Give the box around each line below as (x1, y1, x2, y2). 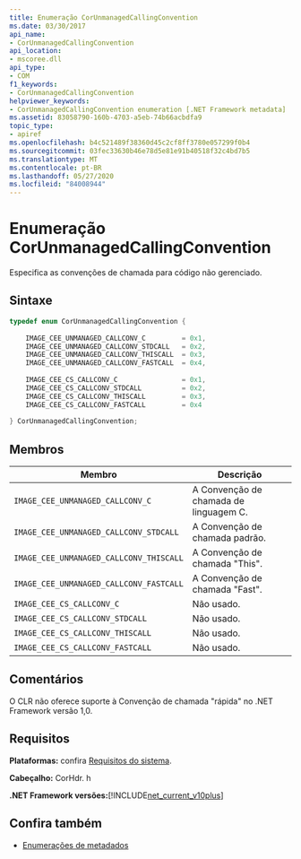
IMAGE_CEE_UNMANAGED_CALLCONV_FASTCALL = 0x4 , (25, 359, 206, 368)
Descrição (217, 468, 262, 481)
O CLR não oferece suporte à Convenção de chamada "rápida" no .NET (9, 696, 273, 707)
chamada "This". (192, 558, 262, 570)
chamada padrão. (192, 532, 267, 544)
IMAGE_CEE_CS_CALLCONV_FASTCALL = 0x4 (25, 400, 202, 409)
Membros (9, 441, 64, 457)
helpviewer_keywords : (9, 96, 90, 106)
